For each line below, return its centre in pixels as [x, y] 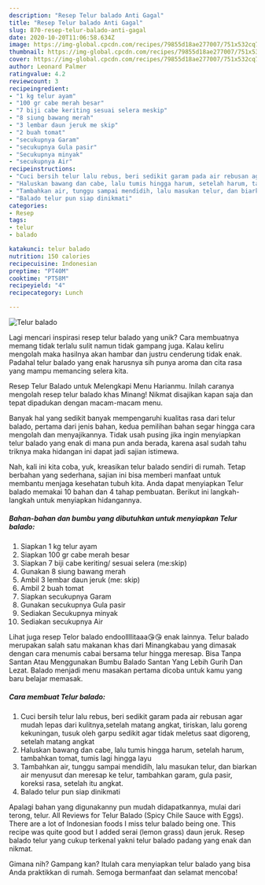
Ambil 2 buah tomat [52, 588]
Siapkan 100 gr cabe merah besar [75, 555]
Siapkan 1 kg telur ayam [59, 546]
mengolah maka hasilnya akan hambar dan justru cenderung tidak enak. [125, 354]
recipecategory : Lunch [46, 293]
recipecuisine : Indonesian [53, 264]
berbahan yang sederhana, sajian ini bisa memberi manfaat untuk [115, 475]
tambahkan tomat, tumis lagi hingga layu [86, 758]
